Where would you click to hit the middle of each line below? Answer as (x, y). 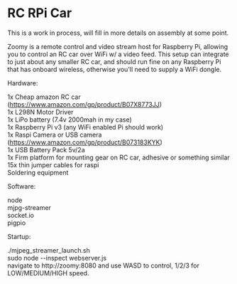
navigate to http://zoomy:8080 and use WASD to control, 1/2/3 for (104, 265)
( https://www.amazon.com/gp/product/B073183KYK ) (85, 142)
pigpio (17, 223)
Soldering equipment (38, 172)
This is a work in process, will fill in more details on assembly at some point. (118, 33)
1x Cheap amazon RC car (44, 97)
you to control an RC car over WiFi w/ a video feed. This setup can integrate (118, 54)
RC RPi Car (40, 13)
